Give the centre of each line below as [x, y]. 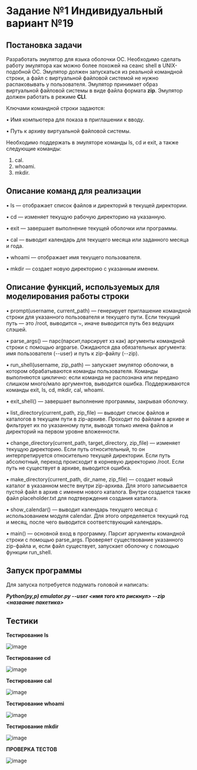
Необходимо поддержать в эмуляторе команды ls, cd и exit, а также [92, 142]
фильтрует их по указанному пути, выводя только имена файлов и [90, 425]
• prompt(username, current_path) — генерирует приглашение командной [98, 310]
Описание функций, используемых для [83, 287]
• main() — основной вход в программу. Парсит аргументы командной [96, 533]
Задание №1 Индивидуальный [85, 11]
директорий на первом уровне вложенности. [63, 431]
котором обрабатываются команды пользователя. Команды [82, 371]
